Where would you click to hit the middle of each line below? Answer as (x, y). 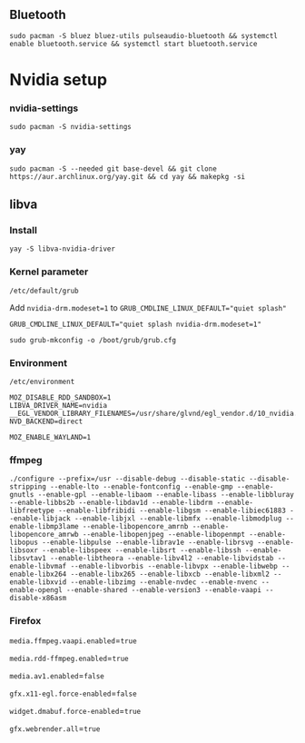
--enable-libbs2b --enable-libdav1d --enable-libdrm (111, 503)
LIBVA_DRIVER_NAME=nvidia (58, 405)
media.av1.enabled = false (57, 676)
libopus (24, 543)
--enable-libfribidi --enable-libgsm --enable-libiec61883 (172, 511)
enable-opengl (36, 590)
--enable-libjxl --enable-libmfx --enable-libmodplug (178, 519)
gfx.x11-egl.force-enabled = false (74, 693)
